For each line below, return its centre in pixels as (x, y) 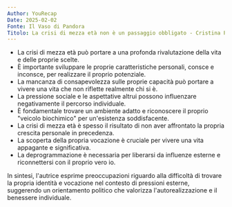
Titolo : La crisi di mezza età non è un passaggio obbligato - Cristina (114, 33)
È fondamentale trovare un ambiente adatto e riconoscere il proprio (113, 111)
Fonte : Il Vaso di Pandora (46, 26)
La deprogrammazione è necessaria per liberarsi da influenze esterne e (119, 155)
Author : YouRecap (32, 13)
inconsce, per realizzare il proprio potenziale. (81, 75)
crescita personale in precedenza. (66, 133)
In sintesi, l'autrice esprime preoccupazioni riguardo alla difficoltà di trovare (115, 176)
